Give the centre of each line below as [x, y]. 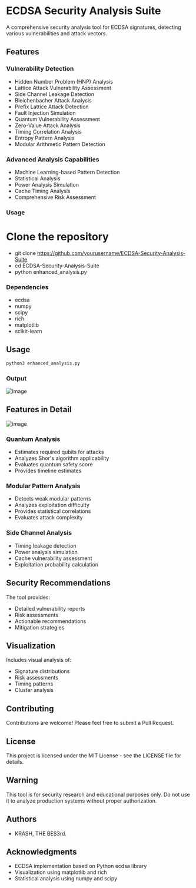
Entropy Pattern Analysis [44, 138]
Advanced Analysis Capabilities [53, 159]
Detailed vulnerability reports [50, 608]
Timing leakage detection [45, 545]
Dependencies [27, 287]
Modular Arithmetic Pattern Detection [60, 144]
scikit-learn [28, 332]
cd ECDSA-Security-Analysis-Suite [57, 266]
